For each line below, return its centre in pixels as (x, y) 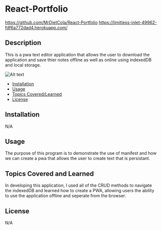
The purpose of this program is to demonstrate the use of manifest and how (81, 153)
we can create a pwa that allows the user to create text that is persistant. (78, 159)
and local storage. (23, 65)
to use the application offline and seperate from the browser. (65, 196)
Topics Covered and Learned (49, 174)
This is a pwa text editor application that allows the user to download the (77, 54)
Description (23, 43)
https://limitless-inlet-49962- (128, 22)
